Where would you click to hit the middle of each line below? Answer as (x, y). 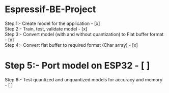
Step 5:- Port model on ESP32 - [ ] (77, 66)
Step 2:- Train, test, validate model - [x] (46, 28)
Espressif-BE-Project (50, 9)
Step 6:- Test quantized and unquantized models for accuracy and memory (84, 79)
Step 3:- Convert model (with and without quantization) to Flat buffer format (84, 34)
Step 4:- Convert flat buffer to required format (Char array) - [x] (71, 45)
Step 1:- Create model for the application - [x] (52, 23)
